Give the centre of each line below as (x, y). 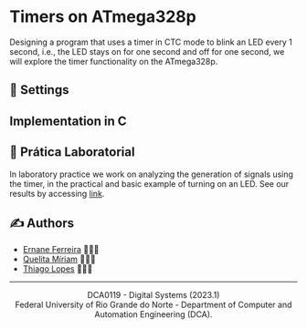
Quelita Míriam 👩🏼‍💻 (59, 259)
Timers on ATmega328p (103, 17)
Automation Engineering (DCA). (153, 314)
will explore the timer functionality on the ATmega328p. (114, 61)
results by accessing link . (57, 193)
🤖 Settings (39, 90)
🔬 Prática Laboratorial (72, 152)
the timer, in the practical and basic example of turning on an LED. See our (149, 183)
